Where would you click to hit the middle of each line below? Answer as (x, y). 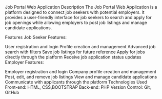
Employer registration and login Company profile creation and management (81, 72)
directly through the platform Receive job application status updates (73, 57)
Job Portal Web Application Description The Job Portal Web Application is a (81, 7)
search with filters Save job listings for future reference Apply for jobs (75, 52)
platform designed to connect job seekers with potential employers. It (75, 12)
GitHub (12, 92)
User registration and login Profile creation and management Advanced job (80, 47)
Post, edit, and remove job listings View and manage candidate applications (81, 77)
